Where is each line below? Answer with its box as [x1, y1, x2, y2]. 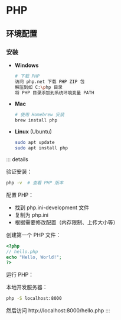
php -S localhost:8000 [6, 296, 62, 302]
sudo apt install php [14, 145, 68, 151]
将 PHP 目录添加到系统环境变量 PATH [14, 89, 94, 95]
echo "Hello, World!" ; [6, 254, 62, 260]
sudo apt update [14, 140, 55, 146]
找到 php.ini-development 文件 [14, 204, 90, 211]
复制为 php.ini [14, 211, 49, 218]
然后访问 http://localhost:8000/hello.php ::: [6, 307, 110, 314]
